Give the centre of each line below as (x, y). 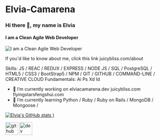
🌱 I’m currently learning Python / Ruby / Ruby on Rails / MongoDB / (83, 100)
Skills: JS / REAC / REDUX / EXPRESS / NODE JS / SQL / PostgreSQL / (79, 68)
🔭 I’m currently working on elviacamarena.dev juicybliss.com (76, 89)
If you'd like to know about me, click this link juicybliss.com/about (74, 59)
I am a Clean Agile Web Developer (42, 37)
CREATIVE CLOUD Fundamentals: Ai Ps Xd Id (53, 79)
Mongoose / (26, 105)
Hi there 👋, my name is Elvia (40, 25)
